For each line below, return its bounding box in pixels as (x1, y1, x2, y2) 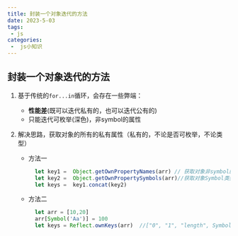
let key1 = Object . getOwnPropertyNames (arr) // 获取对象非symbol (34, 167, 229, 175)
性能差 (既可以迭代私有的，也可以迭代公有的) (28, 106, 157, 114)
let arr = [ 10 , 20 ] (34, 209, 89, 216)
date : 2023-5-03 (7, 17, 55, 24)
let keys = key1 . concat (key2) (34, 181, 127, 188)
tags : (7, 23, 23, 30)
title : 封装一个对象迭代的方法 (7, 10, 88, 18)
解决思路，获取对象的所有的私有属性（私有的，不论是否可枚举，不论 (17, 130, 217, 138)
